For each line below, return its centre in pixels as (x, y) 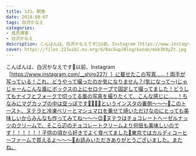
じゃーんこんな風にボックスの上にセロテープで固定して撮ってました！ (90, 89)
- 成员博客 (17, 33)
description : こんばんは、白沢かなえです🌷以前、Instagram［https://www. (89, 44)
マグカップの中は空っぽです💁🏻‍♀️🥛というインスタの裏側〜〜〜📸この (101, 103)
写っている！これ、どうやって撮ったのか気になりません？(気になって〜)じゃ (97, 81)
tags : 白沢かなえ (25, 22)
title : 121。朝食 (26, 11)
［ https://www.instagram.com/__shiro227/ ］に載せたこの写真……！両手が (96, 74)
